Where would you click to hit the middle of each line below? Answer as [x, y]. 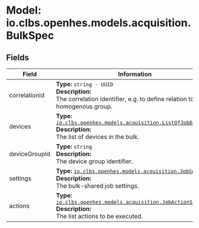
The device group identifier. [94, 161]
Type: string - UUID [85, 84]
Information [135, 74]
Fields [18, 57]
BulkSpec [30, 36]
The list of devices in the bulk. [97, 137]
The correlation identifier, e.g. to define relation [122, 99]
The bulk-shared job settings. [97, 186]
